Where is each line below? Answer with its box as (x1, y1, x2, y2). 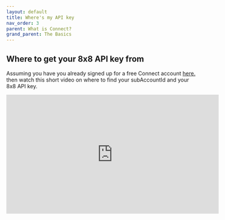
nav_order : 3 (6, 20, 39, 26)
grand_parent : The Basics (6, 31, 72, 37)
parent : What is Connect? (6, 25, 72, 32)
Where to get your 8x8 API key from (6, 54, 144, 64)
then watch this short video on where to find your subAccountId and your (6, 76, 189, 83)
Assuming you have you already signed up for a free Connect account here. (6, 70, 196, 77)
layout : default (6, 8, 47, 15)
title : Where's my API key (6, 15, 75, 21)
